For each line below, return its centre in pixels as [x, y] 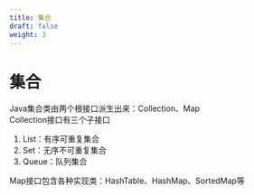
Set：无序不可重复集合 [64, 151]
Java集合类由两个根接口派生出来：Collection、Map [105, 108]
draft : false [34, 26]
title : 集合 [30, 18]
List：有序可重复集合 [61, 139]
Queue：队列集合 [55, 162]
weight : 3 [28, 34]
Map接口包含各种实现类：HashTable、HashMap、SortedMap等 [127, 181]
